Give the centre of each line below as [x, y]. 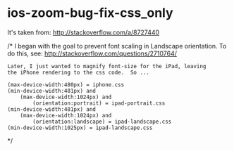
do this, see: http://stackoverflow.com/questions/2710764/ [92, 53]
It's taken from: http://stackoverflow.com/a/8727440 [84, 32]
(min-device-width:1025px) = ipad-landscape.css [80, 128]
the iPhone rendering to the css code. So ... [79, 72]
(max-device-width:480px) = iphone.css [66, 85]
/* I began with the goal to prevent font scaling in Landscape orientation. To [117, 46]
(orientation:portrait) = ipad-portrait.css [99, 103]
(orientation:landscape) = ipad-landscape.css [102, 122]
